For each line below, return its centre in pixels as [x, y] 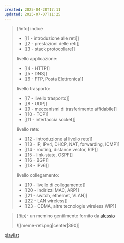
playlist [12, 235]
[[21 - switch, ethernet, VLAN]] [56, 195]
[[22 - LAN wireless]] [46, 201]
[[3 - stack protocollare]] [50, 49]
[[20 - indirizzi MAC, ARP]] [52, 190]
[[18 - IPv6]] [37, 165]
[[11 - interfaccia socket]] [50, 119]
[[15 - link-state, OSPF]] [49, 155]
